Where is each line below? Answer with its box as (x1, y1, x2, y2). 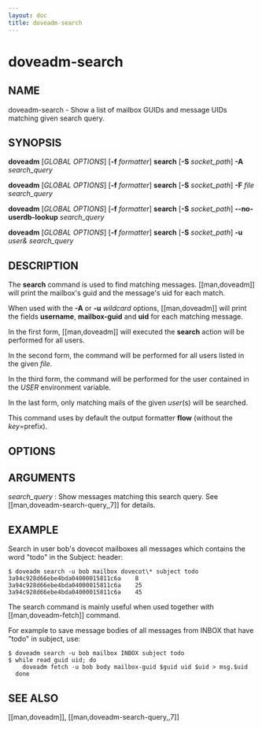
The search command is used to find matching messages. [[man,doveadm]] (8, 280, 256, 290)
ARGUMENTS (8, 471, 76, 484)
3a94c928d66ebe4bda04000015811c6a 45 (8, 588, 143, 597)
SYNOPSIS (8, 135, 62, 150)
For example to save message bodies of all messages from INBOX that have (8, 626, 254, 635)
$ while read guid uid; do (8, 657, 97, 664)
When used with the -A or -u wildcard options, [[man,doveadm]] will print (8, 304, 247, 313)
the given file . (8, 359, 53, 368)
